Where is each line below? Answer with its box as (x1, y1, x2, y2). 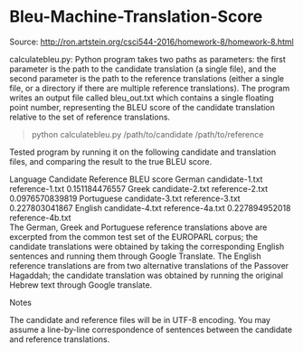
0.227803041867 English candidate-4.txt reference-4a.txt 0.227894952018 (9, 202, 291, 214)
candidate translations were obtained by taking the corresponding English (9, 241, 285, 252)
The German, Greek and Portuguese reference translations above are (9, 222, 268, 233)
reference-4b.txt (9, 212, 71, 223)
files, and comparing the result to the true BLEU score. (9, 156, 213, 166)
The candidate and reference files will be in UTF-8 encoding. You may (9, 314, 271, 325)
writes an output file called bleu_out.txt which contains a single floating (9, 92, 274, 103)
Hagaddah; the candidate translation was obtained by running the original (9, 270, 284, 281)
